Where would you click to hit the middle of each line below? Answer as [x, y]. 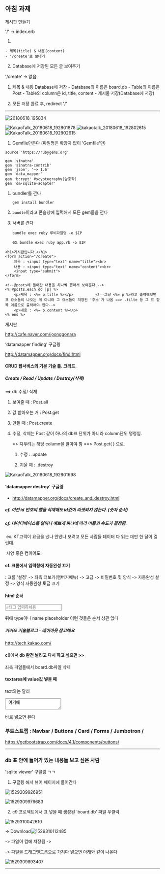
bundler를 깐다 [27, 193]
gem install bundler [33, 202]
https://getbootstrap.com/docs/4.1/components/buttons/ [62, 742]
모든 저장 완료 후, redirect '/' [40, 103]
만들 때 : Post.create [32, 423]
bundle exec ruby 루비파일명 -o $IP [47, 233]
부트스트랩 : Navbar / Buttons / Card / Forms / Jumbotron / [74, 731]
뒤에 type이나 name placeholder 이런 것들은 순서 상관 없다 [62, 618]
